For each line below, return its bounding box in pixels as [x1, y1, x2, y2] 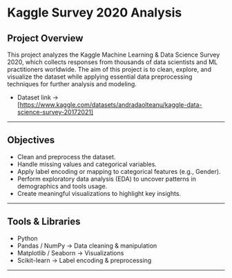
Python [17, 234, 38, 242]
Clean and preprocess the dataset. [17, 152, 116, 161]
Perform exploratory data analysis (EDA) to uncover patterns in [17, 175, 197, 183]
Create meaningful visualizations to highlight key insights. [17, 189, 182, 197]
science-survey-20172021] [17, 108, 94, 116]
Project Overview [7, 32, 84, 44]
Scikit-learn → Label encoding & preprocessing [17, 256, 152, 264]
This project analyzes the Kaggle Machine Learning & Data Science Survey [7, 50, 220, 59]
